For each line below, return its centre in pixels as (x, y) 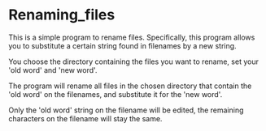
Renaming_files (62, 15)
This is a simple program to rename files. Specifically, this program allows (132, 37)
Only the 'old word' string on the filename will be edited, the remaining (126, 110)
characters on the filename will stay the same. (85, 118)
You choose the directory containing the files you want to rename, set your (133, 61)
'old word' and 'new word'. (53, 70)
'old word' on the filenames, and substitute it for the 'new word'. (116, 94)
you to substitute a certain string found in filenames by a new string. (123, 45)
